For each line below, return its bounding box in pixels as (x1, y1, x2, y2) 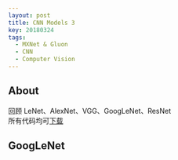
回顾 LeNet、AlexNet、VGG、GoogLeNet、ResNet (8, 106, 172, 115)
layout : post (8, 11, 51, 20)
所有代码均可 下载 (8, 115, 64, 125)
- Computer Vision (15, 56, 76, 64)
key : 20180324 (8, 26, 55, 34)
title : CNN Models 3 (8, 19, 76, 27)
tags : (8, 33, 26, 42)
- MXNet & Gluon (15, 41, 68, 49)
